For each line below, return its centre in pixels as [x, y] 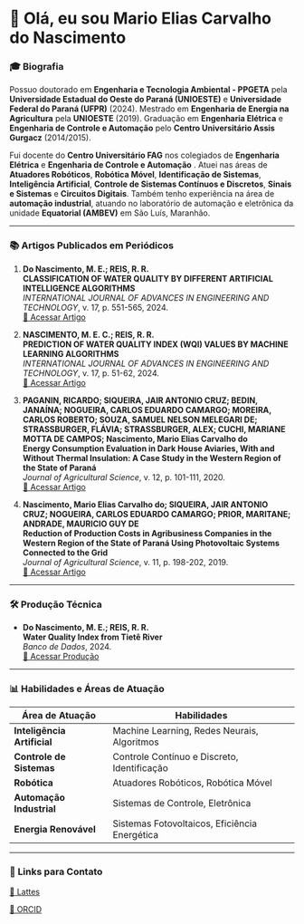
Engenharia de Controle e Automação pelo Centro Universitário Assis [142, 128]
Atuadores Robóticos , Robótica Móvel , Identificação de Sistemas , [135, 175]
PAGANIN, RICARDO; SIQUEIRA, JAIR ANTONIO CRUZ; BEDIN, [140, 400]
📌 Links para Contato [56, 871]
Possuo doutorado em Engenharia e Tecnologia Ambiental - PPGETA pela [148, 90]
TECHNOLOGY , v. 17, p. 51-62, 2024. [91, 373]
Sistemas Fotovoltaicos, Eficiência [185, 823]
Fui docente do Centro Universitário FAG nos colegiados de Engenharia [145, 155]
